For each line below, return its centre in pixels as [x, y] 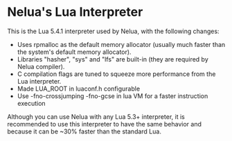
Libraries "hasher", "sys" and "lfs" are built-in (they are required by [113, 59]
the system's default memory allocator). [74, 52]
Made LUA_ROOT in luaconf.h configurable [79, 88]
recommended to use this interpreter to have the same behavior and [105, 124]
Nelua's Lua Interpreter [75, 12]
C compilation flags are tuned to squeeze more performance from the [116, 74]
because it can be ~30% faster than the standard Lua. [84, 131]
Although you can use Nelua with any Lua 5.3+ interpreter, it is [96, 116]
